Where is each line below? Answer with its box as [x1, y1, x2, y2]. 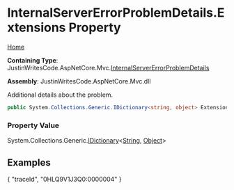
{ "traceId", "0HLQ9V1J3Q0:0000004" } [7, 175, 122, 183]
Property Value [7, 120, 60, 130]
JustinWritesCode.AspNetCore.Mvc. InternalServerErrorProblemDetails [7, 63, 210, 72]
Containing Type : [7, 56, 58, 64]
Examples [7, 157, 51, 168]
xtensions [7, 19, 66, 35]
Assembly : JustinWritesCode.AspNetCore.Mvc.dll [7, 77, 151, 85]
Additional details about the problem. [7, 90, 114, 99]
